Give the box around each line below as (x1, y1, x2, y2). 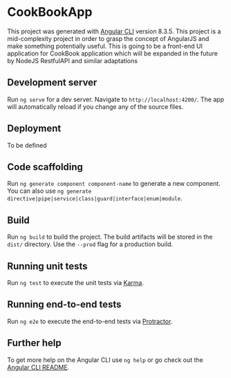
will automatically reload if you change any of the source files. (7, 102, 184, 111)
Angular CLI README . (7, 363, 70, 371)
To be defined (7, 141, 47, 149)
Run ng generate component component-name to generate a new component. (7, 180, 221, 188)
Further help (7, 337, 62, 349)
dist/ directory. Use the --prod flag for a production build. (7, 240, 173, 248)
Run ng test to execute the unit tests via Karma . (7, 279, 144, 286)
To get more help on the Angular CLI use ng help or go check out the (7, 355, 203, 364)
